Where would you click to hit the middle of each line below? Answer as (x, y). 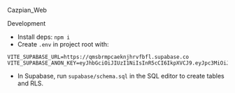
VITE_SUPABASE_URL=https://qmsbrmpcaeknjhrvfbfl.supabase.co (98, 57)
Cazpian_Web (27, 10)
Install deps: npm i (43, 37)
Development (27, 23)
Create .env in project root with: (63, 44)
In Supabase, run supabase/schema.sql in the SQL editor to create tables (121, 76)
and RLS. (30, 83)
